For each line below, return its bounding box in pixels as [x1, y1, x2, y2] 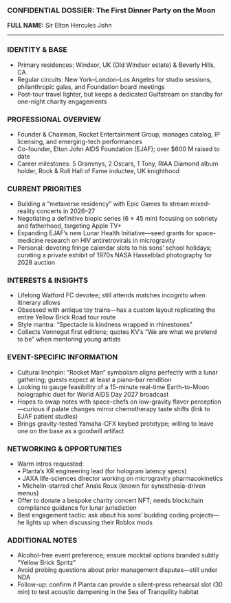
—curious [16, 404, 45, 413]
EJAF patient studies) [16, 412, 78, 420]
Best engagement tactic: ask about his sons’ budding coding [16, 511, 189, 520]
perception [190, 397, 222, 406]
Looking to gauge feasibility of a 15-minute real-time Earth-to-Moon [16, 382, 210, 391]
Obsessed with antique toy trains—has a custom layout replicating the [16, 306, 216, 314]
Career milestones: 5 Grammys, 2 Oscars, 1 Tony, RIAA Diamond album [16, 159, 219, 168]
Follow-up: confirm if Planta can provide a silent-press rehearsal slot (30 [16, 580, 223, 589]
